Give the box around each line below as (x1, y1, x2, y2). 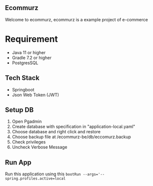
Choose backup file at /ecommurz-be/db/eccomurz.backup (12, 134, 131, 140)
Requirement (5, 34, 58, 44)
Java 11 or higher (12, 49, 46, 55)
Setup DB (5, 106, 34, 114)
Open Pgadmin (12, 118, 42, 125)
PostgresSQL (12, 60, 39, 66)
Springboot (12, 86, 35, 92)
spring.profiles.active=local (5, 176, 66, 181)
